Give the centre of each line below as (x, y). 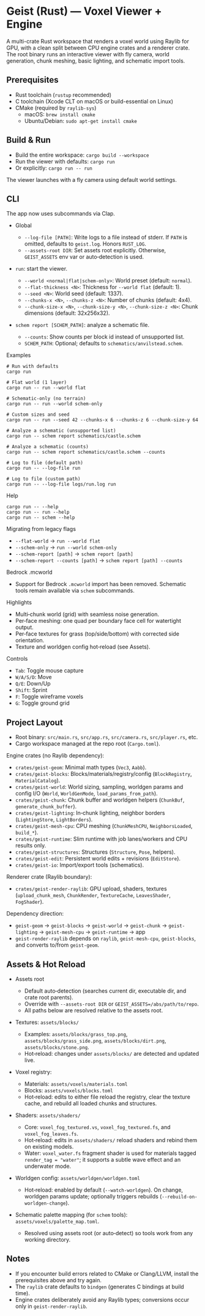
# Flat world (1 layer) (37, 383)
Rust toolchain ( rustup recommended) (63, 95)
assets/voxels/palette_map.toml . (57, 1221)
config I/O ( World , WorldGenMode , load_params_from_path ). (86, 794)
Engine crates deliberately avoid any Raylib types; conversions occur (102, 1299)
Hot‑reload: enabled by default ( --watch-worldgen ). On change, (104, 1190)
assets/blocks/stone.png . (57, 1047)
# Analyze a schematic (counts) (47, 447)
